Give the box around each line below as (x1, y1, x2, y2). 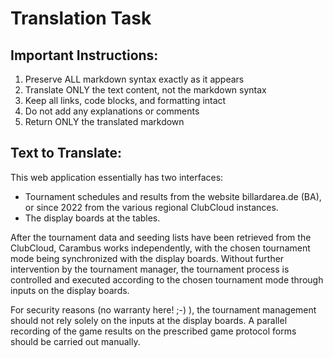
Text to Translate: (10, 145, 122, 162)
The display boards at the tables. (24, 212, 161, 224)
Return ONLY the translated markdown (24, 116, 185, 127)
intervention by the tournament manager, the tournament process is (10, 263, 290, 275)
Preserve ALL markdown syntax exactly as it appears (24, 73, 245, 85)
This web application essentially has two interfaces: (10, 171, 224, 183)
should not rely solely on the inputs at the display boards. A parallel (10, 314, 288, 326)
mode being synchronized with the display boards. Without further (10, 252, 285, 264)
